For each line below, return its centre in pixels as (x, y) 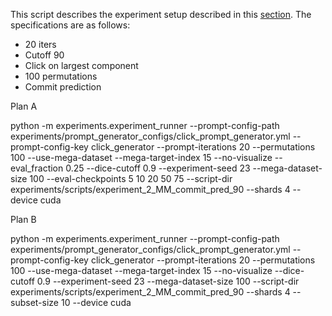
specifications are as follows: (70, 25)
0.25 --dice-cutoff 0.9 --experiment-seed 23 (158, 168)
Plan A (24, 106)
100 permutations (61, 76)
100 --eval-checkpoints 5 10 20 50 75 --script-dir (131, 178)
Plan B (23, 219)
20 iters (40, 44)
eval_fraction (37, 168)
